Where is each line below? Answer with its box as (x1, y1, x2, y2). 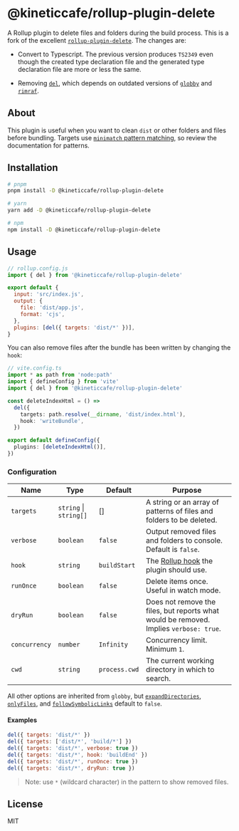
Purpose (172, 486, 202, 496)
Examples (7, 716, 38, 724)
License (7, 798, 43, 810)
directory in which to (145, 664, 215, 674)
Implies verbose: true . (145, 624, 222, 634)
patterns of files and (145, 506, 213, 516)
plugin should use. (145, 565, 208, 575)
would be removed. (145, 615, 211, 624)
